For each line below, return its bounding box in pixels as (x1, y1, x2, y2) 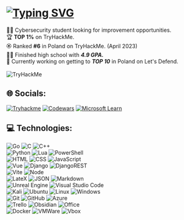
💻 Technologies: (6, 123, 72, 134)
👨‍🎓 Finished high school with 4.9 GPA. (6, 51, 104, 58)
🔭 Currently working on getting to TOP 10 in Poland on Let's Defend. (6, 57, 179, 65)
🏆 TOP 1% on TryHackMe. (6, 33, 75, 40)
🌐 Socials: (6, 89, 47, 99)
